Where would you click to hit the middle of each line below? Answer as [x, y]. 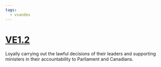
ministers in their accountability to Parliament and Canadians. [69, 59]
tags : [11, 10]
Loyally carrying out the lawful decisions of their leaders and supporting [81, 54]
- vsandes [20, 15]
